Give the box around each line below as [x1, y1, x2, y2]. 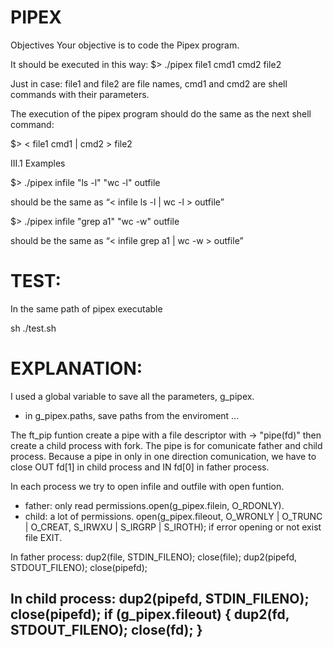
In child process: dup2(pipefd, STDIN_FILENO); [10, 591, 310, 608]
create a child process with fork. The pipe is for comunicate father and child [10, 439, 323, 451]
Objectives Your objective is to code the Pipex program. [10, 39, 240, 51]
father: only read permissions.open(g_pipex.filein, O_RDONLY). [24, 499, 285, 511]
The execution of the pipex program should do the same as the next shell [10, 107, 312, 120]
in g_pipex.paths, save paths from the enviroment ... [24, 409, 240, 421]
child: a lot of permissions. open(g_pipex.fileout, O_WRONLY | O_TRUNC [24, 510, 323, 522]
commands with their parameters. [10, 88, 150, 100]
